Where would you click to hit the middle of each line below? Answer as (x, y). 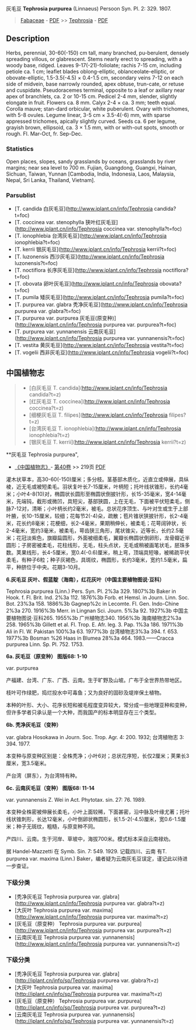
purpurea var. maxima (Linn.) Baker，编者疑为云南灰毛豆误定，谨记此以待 (94, 859)
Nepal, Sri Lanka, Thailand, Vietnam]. (50, 180)
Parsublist (21, 195)
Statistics (20, 149)
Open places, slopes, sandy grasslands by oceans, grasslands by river (91, 162)
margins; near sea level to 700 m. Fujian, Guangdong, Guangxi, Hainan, (91, 168)
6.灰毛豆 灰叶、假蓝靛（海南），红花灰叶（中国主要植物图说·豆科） (85, 580)
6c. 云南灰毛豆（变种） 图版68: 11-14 (50, 788)
